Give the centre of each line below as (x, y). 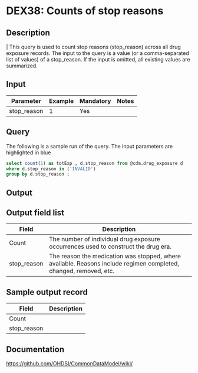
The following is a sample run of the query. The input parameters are (90, 146)
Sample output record (47, 292)
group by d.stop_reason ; (38, 174)
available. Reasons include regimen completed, (114, 264)
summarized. (22, 66)
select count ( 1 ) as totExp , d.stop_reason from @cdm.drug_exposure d (95, 163)
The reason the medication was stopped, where (115, 257)
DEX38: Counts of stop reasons (85, 11)
